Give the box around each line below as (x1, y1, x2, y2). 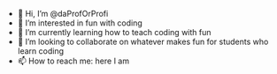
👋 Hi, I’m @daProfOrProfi (17, 9, 109, 18)
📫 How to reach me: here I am (17, 55, 130, 66)
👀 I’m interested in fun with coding (17, 18, 143, 28)
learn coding (17, 46, 65, 56)
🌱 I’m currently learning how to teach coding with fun (17, 27, 212, 37)
